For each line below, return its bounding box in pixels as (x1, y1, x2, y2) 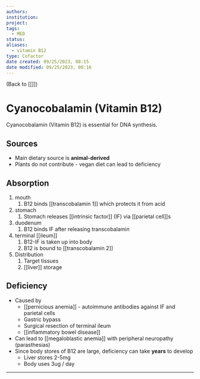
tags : (6, 25, 20, 32)
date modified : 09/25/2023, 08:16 (6, 64, 92, 70)
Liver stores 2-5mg (23, 353, 71, 361)
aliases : (6, 42, 28, 48)
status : (6, 36, 26, 42)
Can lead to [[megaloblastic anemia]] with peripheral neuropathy (14, 335, 174, 342)
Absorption (6, 178, 49, 188)
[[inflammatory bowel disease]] (23, 328, 101, 335)
